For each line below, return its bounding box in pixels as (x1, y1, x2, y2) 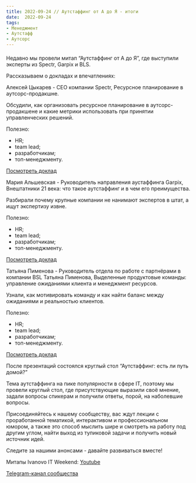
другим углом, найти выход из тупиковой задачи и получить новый (6, 429, 177, 436)
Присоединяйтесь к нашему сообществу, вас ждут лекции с (6, 410, 159, 417)
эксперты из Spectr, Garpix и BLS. (6, 60, 91, 68)
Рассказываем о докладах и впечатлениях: (6, 72, 116, 79)
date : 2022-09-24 (6, 14, 51, 20)
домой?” (6, 368, 28, 375)
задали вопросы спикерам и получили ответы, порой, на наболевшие (6, 393, 183, 400)
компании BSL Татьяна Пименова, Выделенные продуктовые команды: (6, 273, 187, 281)
